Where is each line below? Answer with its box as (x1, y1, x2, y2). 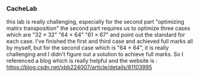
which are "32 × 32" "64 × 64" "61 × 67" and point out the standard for (6, 31, 186, 38)
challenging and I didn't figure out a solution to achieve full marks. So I (6, 51, 184, 58)
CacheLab (6, 4, 38, 13)
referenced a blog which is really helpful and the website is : (6, 57, 157, 65)
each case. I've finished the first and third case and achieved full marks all (6, 38, 194, 45)
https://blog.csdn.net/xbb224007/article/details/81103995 (6, 64, 153, 71)
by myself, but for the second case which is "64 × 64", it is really (6, 44, 169, 51)
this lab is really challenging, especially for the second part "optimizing (6, 18, 184, 26)
